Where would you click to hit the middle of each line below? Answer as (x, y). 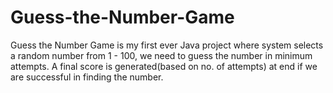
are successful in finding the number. (87, 77)
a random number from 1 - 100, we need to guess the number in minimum (161, 55)
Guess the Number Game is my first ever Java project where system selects (167, 45)
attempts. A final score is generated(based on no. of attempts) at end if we (164, 66)
